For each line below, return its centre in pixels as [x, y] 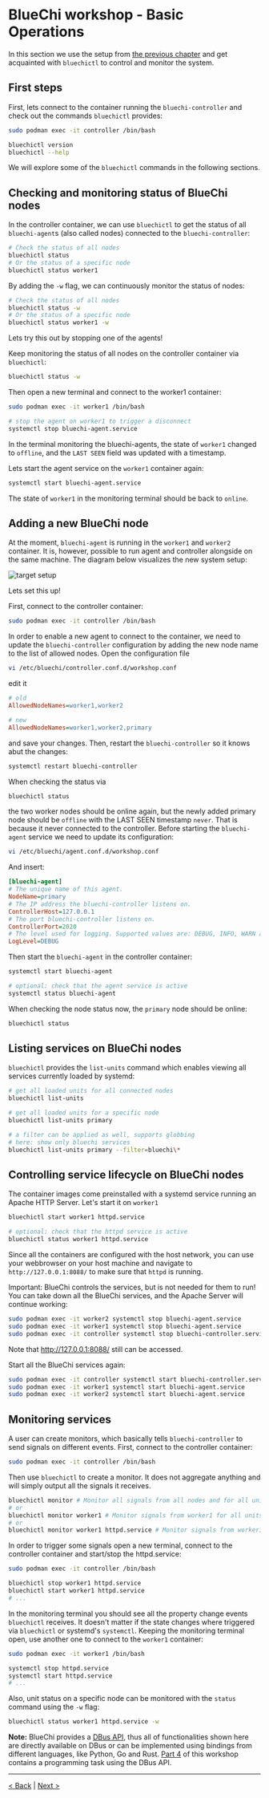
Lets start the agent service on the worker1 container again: [106, 468]
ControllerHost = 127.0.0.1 [51, 911]
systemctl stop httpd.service [59, 1668]
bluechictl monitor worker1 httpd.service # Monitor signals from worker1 [136, 1530]
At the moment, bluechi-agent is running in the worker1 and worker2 [120, 542]
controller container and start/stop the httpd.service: [95, 1554]
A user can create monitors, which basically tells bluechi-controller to [126, 1439]
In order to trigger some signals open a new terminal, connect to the [120, 1545]
